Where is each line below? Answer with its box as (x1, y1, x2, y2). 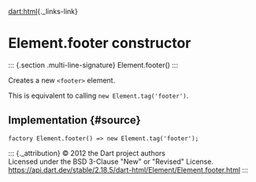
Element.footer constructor (8, 35, 191, 52)
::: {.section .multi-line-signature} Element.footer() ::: (8, 60, 179, 69)
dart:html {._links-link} (8, 7, 79, 16)
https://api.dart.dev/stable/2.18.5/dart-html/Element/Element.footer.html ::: (8, 165, 249, 174)
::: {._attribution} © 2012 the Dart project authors (8, 148, 165, 158)
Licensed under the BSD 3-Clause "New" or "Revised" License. (8, 157, 214, 166)
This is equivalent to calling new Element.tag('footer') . (8, 91, 189, 100)
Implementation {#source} (8, 113, 142, 127)
